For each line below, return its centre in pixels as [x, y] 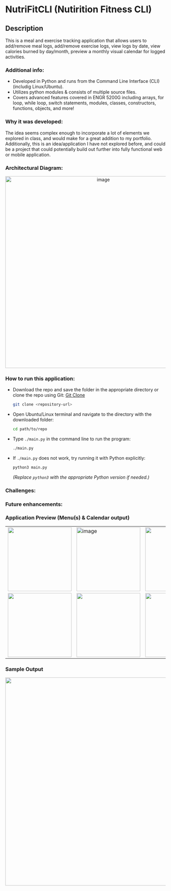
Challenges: [21, 491]
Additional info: [25, 70]
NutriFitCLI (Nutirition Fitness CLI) [79, 9]
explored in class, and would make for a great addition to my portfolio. [79, 138]
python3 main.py [30, 467]
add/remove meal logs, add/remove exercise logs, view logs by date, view [83, 46]
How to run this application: [40, 378]
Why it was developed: [34, 122]
